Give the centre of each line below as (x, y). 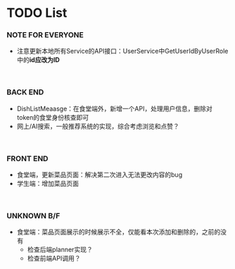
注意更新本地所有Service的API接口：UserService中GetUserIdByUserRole (122, 51)
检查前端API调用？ (54, 258)
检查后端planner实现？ (60, 250)
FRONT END (27, 158)
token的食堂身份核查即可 (53, 117)
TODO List (37, 13)
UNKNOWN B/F (33, 216)
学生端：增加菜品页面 (47, 184)
